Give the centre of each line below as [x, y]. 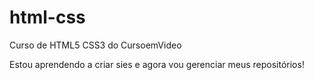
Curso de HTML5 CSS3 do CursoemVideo [95, 45]
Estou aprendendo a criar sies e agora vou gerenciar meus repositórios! [157, 64]
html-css [47, 17]
